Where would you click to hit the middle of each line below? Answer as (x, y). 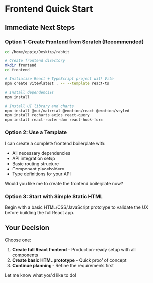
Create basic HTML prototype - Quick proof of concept (69, 260)
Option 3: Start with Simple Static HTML (54, 196)
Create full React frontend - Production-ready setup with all (74, 249)
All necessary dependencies (41, 153)
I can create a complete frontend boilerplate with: (55, 143)
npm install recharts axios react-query (48, 115)
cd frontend (17, 70)
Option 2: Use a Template (36, 132)
